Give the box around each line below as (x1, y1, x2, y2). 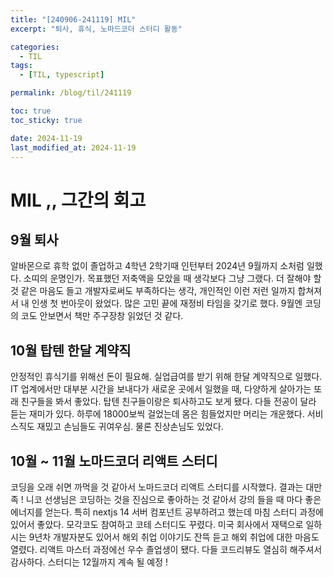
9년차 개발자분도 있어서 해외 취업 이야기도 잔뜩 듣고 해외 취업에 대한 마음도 (28, 531, 320, 543)
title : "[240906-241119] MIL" (10, 14, 137, 25)
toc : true (10, 106, 52, 116)
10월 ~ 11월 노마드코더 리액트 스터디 (10, 452, 218, 470)
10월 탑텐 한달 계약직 (10, 342, 132, 359)
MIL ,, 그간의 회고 (10, 189, 147, 211)
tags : (10, 61, 33, 71)
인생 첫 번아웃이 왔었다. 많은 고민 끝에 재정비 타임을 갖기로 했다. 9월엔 (31, 297, 303, 310)
